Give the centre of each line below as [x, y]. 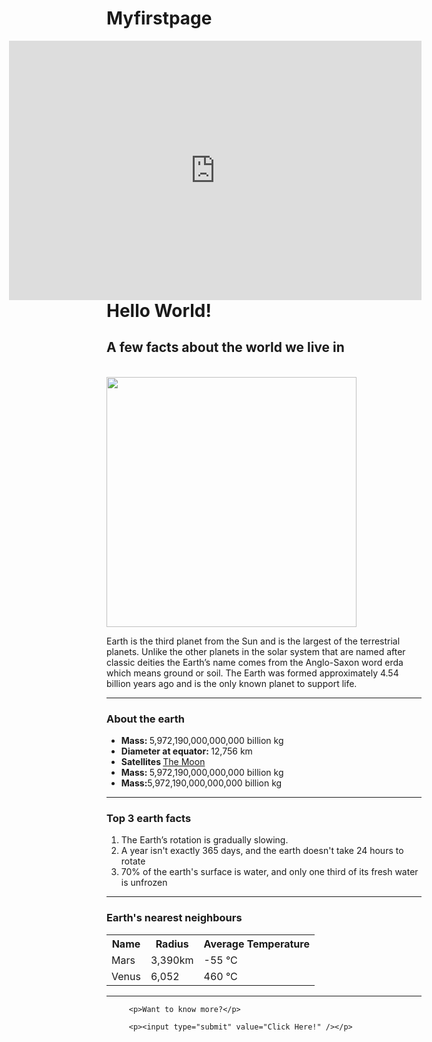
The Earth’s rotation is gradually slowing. [204, 840]
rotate [133, 861]
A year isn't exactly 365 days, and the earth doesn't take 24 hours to [262, 851]
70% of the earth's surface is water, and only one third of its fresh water [269, 872]
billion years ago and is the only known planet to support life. [232, 683]
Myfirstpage [159, 18]
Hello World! [159, 310]
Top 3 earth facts [149, 818]
